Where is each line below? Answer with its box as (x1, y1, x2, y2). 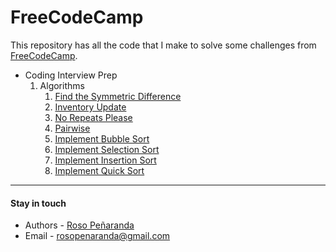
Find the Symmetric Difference (54, 90, 182, 102)
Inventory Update (54, 101, 127, 113)
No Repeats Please (54, 111, 133, 123)
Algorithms (39, 79, 85, 91)
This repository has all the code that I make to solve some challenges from (10, 39, 317, 51)
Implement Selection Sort (54, 143, 160, 155)
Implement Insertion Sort (54, 154, 157, 166)
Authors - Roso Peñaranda (24, 219, 135, 231)
